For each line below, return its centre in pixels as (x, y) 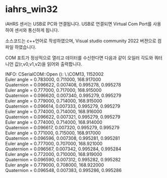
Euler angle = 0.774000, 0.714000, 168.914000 (54, 122)
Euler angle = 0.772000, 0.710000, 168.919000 (54, 154)
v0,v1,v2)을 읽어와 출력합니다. (52, 64)
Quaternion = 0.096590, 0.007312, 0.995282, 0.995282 (63, 159)
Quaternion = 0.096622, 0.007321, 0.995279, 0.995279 (63, 117)
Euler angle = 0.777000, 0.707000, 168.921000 (54, 143)
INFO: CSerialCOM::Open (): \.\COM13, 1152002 (54, 74)
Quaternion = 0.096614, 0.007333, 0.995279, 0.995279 (63, 106)
